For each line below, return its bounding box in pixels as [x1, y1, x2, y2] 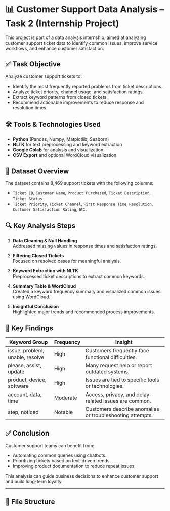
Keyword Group [9, 339, 48, 345]
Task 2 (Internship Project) [5, 18, 119, 29]
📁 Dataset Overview [5, 167, 69, 175]
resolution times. [12, 104, 48, 111]
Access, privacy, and [85, 391, 136, 398]
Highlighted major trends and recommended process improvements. [12, 309, 155, 315]
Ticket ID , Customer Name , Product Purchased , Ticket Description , [12, 190, 151, 196]
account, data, [8, 391, 42, 398]
